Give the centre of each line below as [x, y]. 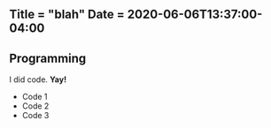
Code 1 [35, 97]
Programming [48, 58]
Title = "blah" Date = [67, 15]
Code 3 [35, 116]
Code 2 [35, 106]
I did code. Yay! [38, 79]
